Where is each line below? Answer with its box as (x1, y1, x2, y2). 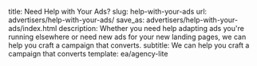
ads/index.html (8, 24, 57, 33)
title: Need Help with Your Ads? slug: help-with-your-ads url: (8, 7, 208, 16)
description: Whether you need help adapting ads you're (58, 24, 245, 33)
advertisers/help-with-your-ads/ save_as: (8, 15, 145, 25)
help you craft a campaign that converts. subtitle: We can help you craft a (8, 41, 250, 50)
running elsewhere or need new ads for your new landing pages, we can (8, 32, 247, 41)
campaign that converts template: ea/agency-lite (8, 49, 168, 58)
